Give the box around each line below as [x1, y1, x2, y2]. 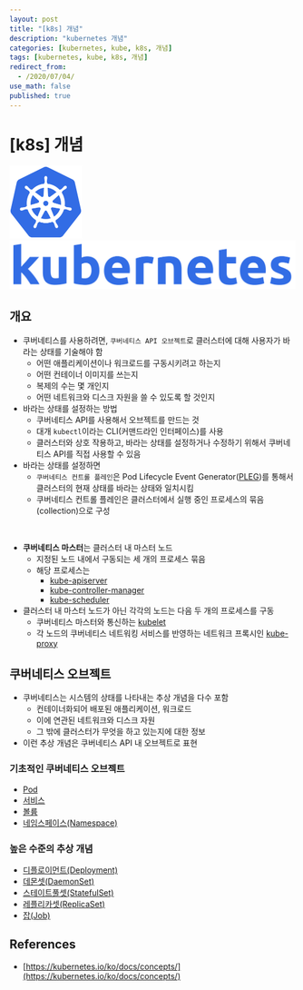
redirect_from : [9, 63, 67, 72]
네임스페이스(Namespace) [22, 817, 118, 828]
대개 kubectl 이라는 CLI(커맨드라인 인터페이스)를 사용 [35, 425, 224, 436]
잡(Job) [22, 909, 51, 921]
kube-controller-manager [49, 584, 145, 595]
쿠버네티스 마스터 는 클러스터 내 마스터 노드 [22, 541, 173, 553]
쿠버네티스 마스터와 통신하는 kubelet [35, 616, 166, 627]
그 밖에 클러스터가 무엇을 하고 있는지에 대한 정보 [35, 727, 206, 738]
